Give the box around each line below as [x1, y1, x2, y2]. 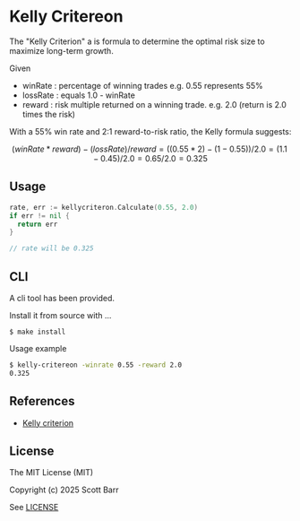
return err [17, 220, 58, 229]
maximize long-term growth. [9, 45, 114, 56]
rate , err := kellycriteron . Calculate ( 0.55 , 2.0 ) [9, 203, 199, 212]
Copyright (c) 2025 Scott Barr [9, 484, 119, 495]
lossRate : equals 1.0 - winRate [21, 90, 136, 100]
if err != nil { [9, 211, 70, 221]
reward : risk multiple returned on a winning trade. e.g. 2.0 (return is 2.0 [21, 99, 287, 109]
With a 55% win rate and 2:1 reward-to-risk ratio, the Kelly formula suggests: [9, 126, 292, 136]
